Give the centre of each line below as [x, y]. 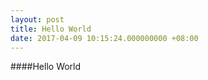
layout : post [37, 19]
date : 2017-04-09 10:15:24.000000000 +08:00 [104, 38]
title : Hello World [51, 29]
